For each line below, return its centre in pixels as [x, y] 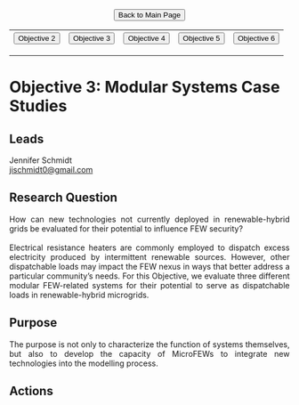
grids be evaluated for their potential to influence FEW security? [126, 228]
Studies [38, 106]
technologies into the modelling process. [84, 363]
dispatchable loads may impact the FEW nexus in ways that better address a [149, 266]
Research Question [64, 198]
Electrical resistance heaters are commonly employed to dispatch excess [149, 247]
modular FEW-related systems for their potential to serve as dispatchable [149, 285]
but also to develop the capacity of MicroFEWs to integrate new [149, 353]
